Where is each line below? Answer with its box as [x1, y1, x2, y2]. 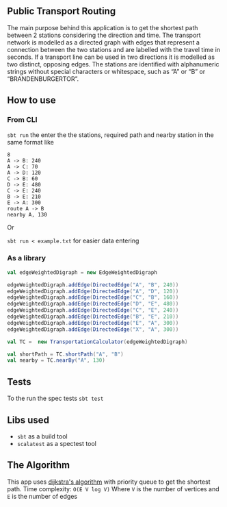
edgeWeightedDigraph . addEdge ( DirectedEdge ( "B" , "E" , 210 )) [7, 313, 179, 321]
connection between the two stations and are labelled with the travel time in [7, 45, 221, 53]
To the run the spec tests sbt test [7, 394, 104, 403]
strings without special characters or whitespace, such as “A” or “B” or [7, 67, 206, 75]
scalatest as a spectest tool [16, 439, 97, 447]
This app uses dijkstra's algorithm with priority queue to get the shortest [7, 478, 211, 486]
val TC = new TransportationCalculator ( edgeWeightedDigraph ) [7, 338, 188, 345]
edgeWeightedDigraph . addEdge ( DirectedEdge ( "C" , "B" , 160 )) [7, 294, 179, 301]
